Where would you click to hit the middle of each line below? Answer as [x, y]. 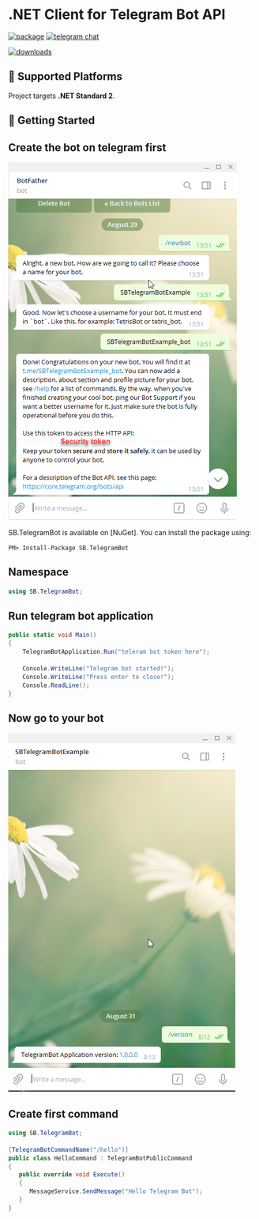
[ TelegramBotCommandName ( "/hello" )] [68, 1149]
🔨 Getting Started [52, 121]
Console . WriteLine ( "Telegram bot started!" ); [99, 668]
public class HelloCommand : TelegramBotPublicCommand [100, 1158]
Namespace [39, 572]
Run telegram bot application [81, 616]
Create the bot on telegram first [87, 147]
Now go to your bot [56, 718]
